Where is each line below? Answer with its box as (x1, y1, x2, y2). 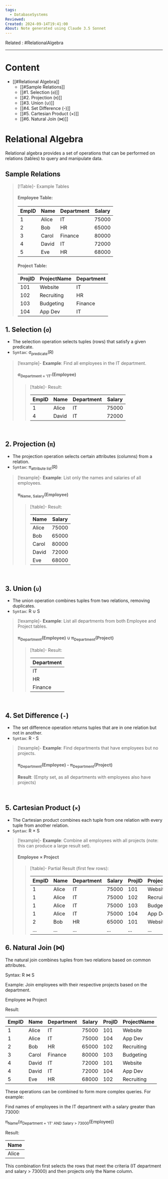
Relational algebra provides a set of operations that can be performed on (5, 150, 155, 156)
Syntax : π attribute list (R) (12, 464, 58, 471)
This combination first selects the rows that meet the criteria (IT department (5, 1162, 161, 1169)
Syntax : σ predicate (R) (12, 349, 54, 356)
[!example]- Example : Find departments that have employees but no (17, 745, 158, 751)
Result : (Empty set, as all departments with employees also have (17, 774, 151, 780)
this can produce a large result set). (17, 842, 91, 848)
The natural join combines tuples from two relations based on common (5, 957, 151, 963)
